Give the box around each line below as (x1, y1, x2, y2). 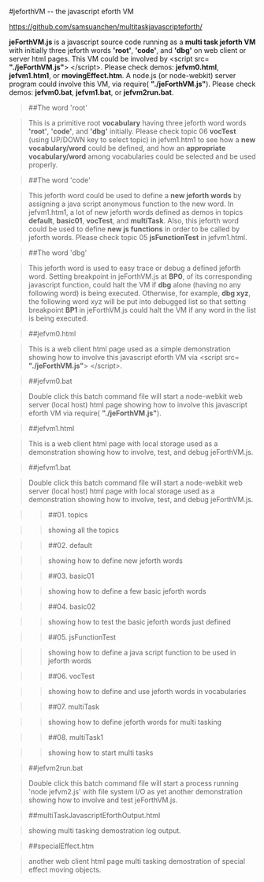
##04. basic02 (47, 602, 96, 611)
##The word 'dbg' (28, 248, 87, 257)
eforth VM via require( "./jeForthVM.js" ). (28, 408, 162, 418)
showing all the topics (47, 525, 119, 535)
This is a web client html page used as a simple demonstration (28, 344, 231, 354)
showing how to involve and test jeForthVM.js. (28, 795, 178, 805)
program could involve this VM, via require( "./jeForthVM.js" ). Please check (9, 79, 256, 88)
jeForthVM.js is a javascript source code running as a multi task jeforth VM (9, 37, 256, 47)
